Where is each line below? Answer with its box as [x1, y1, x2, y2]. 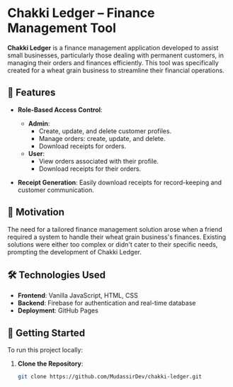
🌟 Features [7, 86, 56, 99]
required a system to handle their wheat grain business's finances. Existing [7, 232, 227, 241]
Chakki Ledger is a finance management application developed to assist [7, 43, 219, 52]
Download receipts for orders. [38, 142, 126, 150]
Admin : [28, 119, 50, 128]
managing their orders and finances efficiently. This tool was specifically [7, 58, 220, 67]
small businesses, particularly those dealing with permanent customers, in [7, 51, 225, 60]
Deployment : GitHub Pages [17, 306, 99, 315]
